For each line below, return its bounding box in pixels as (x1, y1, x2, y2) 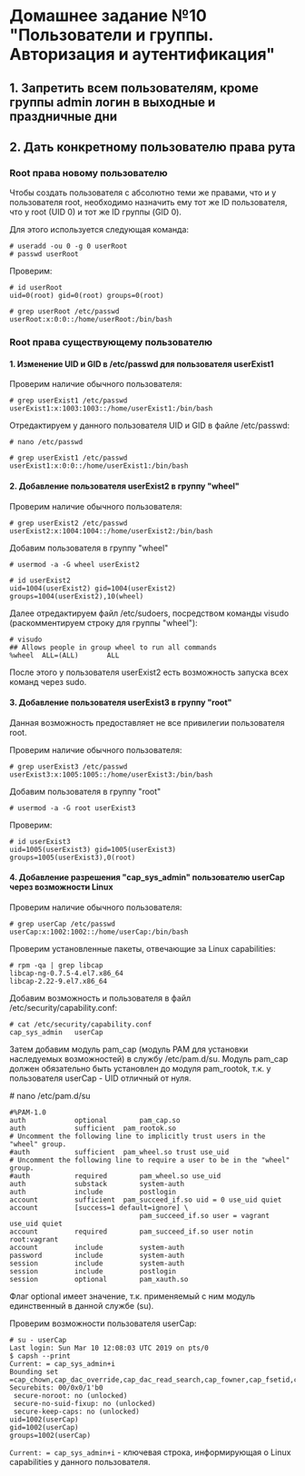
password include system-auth (9, 1251, 184, 1260)
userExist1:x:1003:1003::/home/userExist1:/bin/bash (9, 404, 213, 413)
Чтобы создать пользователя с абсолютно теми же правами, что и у (9, 187, 277, 198)
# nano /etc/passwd (9, 438, 84, 447)
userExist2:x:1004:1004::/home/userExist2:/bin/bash (9, 526, 213, 536)
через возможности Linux (9, 882, 113, 893)
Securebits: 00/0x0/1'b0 (9, 1383, 103, 1392)
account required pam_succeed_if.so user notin (9, 1227, 254, 1236)
